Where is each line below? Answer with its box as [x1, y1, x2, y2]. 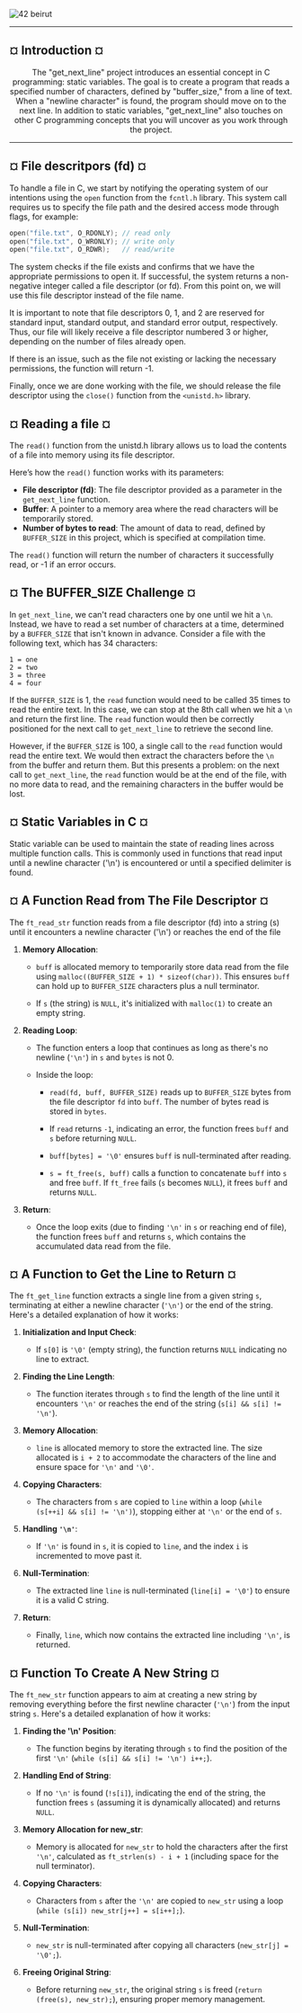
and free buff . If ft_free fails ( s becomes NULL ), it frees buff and [49, 1177, 288, 1188]
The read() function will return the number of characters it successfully [9, 549, 274, 561]
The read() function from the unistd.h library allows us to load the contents [9, 441, 288, 451]
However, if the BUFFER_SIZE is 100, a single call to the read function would [9, 740, 283, 751]
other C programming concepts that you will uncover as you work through [13, 114, 289, 125]
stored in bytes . [49, 1106, 107, 1117]
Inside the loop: [35, 1069, 93, 1080]
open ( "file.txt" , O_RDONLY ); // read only [9, 228, 171, 237]
